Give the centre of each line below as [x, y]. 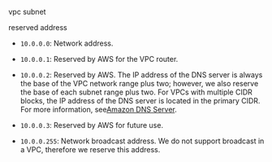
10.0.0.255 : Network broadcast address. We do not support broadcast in [142, 141]
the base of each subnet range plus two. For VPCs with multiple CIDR [136, 92]
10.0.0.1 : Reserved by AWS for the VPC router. [99, 59]
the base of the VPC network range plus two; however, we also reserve [139, 83]
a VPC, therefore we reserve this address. [90, 149]
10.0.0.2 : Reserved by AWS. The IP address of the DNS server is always [141, 75]
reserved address [38, 27]
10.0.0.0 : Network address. [67, 43]
